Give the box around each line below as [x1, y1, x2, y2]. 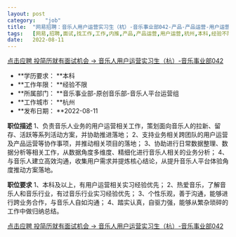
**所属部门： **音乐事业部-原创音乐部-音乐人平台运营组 [17, 89, 179, 98]
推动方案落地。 [13, 166, 57, 174]
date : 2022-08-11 [7, 37, 65, 44]
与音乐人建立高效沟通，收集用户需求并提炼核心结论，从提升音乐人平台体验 [7, 157, 223, 165]
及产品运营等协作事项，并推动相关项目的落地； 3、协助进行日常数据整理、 [7, 139, 223, 148]
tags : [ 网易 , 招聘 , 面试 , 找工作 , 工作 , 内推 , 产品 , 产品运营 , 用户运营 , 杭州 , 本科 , [7, 30, 212, 37]
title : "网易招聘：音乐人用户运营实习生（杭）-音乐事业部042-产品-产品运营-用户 [7, 23, 220, 30]
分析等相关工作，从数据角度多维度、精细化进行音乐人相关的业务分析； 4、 [13, 148, 228, 157]
